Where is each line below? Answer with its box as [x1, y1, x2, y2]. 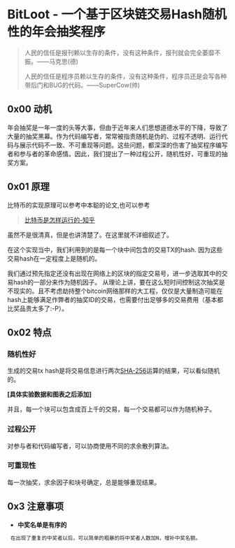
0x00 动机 [7, 103, 52, 116]
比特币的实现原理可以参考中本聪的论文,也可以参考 [7, 200, 150, 209]
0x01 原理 [7, 181, 50, 193]
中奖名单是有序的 [17, 520, 67, 529]
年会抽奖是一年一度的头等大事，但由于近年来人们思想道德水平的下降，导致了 [7, 123, 228, 132]
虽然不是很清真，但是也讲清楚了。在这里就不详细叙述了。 [7, 231, 173, 239]
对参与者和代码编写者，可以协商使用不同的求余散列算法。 [7, 441, 173, 450]
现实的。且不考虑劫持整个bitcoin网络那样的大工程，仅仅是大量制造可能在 [13, 287, 223, 295]
